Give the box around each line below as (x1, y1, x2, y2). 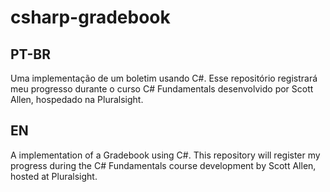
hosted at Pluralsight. (10, 170, 98, 182)
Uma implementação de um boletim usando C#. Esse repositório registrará (10, 72, 318, 84)
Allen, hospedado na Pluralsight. (10, 94, 144, 105)
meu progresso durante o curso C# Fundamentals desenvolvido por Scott (10, 83, 314, 95)
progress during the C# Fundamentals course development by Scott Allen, (10, 159, 317, 171)
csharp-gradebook (10, 6, 171, 29)
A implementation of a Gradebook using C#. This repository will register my (10, 149, 321, 161)
